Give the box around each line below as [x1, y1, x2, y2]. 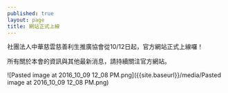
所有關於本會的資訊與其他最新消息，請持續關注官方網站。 [7, 57, 171, 65]
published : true [7, 10, 54, 17]
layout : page [7, 17, 45, 23]
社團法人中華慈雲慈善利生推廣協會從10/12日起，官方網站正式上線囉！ [7, 43, 204, 51]
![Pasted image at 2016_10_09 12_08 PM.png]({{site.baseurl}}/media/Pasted [7, 71, 222, 79]
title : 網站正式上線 [7, 23, 60, 30]
